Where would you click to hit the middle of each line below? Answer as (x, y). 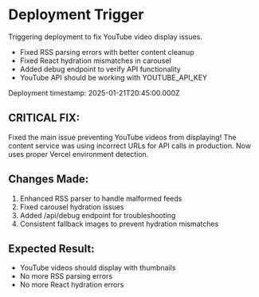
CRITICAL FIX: (44, 118)
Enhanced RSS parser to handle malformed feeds (101, 198)
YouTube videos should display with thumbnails (98, 268)
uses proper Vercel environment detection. (78, 154)
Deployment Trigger (76, 15)
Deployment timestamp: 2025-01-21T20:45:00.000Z (94, 92)
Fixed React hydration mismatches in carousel (95, 61)
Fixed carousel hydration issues (72, 207)
